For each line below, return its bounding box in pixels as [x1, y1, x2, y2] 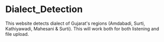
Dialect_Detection [5, 4, 83, 15]
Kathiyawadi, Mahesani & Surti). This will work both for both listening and [5, 25, 159, 31]
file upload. [5, 31, 29, 37]
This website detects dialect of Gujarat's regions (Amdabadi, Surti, [5, 20, 145, 26]
